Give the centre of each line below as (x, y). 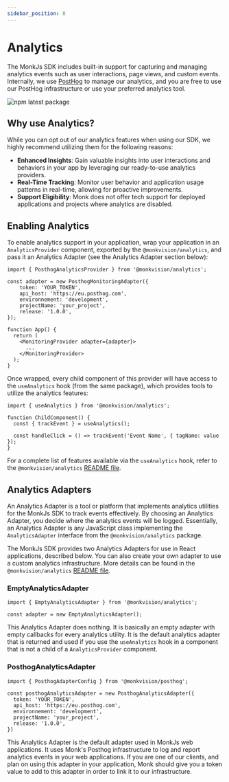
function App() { (32, 330)
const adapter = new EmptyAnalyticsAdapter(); (75, 615)
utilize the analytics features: (48, 393)
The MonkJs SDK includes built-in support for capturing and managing (107, 67)
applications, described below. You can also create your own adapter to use (114, 556)
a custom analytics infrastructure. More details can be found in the (101, 563)
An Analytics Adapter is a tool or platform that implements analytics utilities (113, 506)
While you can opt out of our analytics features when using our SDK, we (109, 140)
